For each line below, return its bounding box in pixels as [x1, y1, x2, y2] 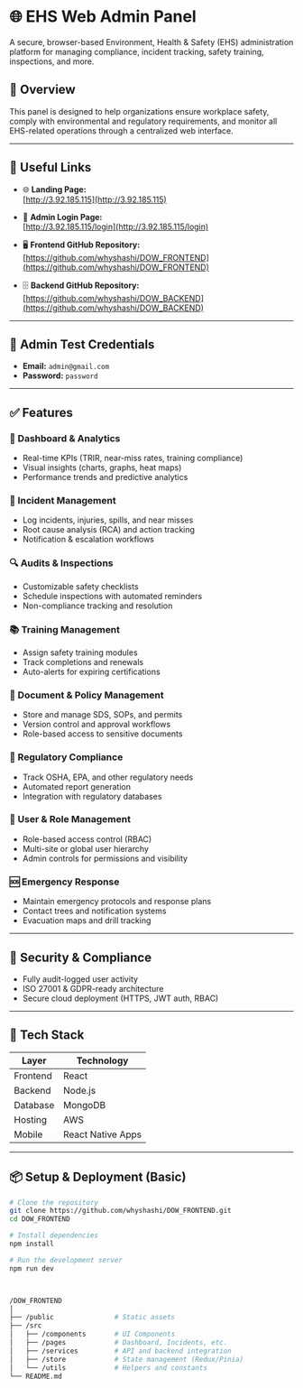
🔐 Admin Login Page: [22, 211, 103, 222]
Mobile [14, 1128, 43, 1141]
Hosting [14, 1113, 48, 1125]
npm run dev [9, 1263, 54, 1273]
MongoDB [62, 1098, 106, 1111]
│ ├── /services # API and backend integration [9, 1346, 232, 1356]
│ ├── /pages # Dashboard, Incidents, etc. [9, 1338, 228, 1347]
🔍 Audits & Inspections [9, 557, 114, 569]
